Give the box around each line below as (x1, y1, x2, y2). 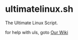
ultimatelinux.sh (5, 3, 74, 15)
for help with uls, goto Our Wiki (5, 29, 68, 35)
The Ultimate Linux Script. (5, 20, 58, 26)
